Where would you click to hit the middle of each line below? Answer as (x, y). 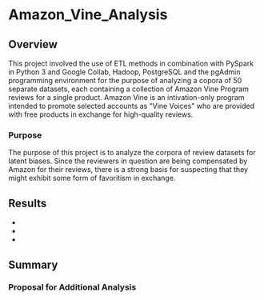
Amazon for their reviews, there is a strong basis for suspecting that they (128, 170)
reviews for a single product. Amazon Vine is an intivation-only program (126, 97)
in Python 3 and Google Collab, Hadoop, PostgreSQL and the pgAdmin (124, 72)
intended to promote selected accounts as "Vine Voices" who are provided (131, 106)
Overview (33, 44)
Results (28, 203)
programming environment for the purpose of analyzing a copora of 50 (125, 80)
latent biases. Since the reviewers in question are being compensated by (128, 161)
